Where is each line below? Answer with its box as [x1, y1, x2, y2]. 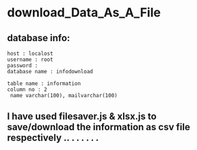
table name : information [7, 80, 81, 87]
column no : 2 [7, 86, 48, 93]
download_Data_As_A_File [7, 5, 161, 21]
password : [7, 62, 38, 69]
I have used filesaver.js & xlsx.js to [7, 111, 157, 123]
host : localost [7, 50, 53, 57]
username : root [7, 56, 53, 63]
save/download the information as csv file [7, 121, 190, 133]
